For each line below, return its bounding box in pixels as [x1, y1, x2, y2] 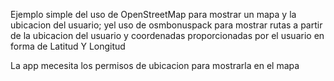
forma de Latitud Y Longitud [10, 40, 126, 52]
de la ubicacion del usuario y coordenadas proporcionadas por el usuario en [10, 30, 325, 41]
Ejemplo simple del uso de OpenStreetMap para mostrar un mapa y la [10, 9, 297, 20]
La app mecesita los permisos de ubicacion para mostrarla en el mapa [10, 60, 300, 71]
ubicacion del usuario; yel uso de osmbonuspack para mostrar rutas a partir [10, 19, 323, 31]
